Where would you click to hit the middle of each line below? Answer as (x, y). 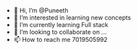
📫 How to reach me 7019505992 (60, 40)
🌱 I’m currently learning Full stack (61, 25)
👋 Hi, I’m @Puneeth (41, 10)
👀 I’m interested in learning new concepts (72, 18)
